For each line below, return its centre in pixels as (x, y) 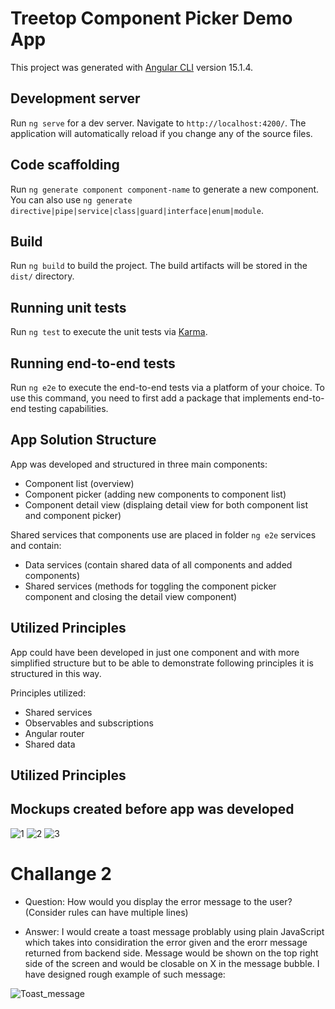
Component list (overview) (79, 483)
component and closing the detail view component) (131, 596)
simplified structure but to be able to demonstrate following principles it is (162, 663)
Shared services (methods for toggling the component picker (150, 586)
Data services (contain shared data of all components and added (158, 564)
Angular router (54, 733)
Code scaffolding (65, 165)
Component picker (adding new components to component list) (155, 494)
